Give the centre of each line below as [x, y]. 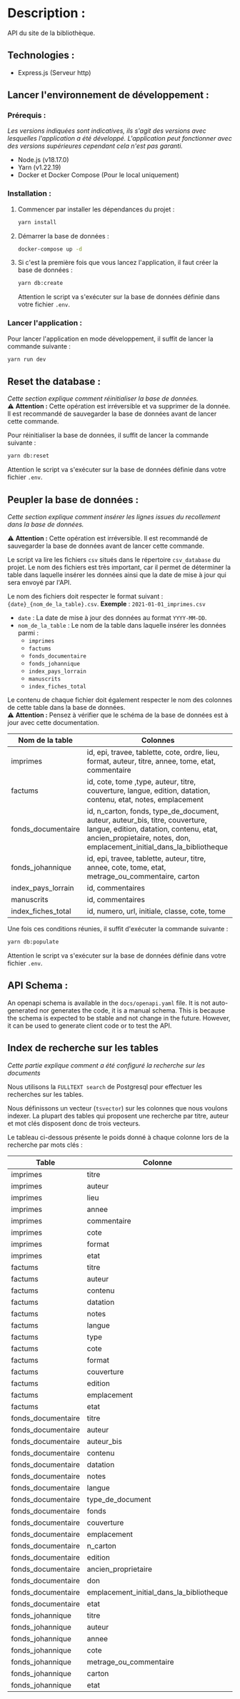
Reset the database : [54, 381]
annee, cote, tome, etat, [126, 868]
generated [22, 1010]
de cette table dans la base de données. [66, 708]
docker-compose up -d [50, 249]
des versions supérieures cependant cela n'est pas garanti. [95, 146]
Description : [46, 13]
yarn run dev [27, 359]
